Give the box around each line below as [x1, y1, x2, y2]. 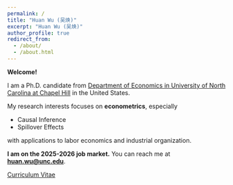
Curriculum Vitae [7, 170, 55, 179]
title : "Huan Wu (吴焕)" [7, 17, 77, 24]
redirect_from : [7, 36, 51, 43]
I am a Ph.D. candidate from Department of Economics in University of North [7, 81, 226, 89]
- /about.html [13, 49, 54, 56]
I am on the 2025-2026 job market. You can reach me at [7, 150, 171, 158]
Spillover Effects [17, 123, 64, 131]
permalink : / [7, 10, 45, 17]
